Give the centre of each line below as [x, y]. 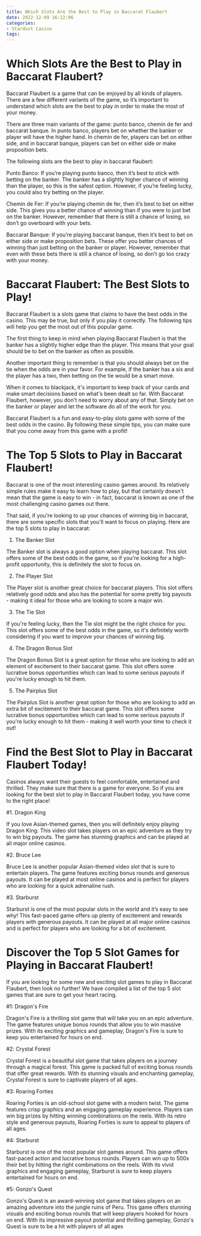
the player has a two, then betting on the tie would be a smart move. [91, 376]
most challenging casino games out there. [58, 503]
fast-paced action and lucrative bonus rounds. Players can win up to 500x [98, 1158]
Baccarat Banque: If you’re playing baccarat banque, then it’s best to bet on [100, 235]
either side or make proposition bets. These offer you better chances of [94, 241]
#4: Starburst [22, 1140]
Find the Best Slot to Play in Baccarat [100, 752]
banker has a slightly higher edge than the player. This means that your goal [100, 345]
